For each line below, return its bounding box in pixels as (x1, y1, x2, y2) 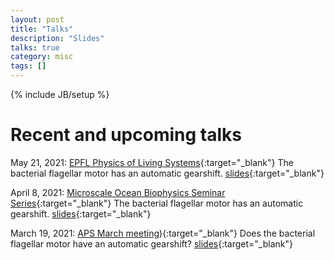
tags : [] (10, 61, 47, 71)
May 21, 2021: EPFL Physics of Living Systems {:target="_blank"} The (10, 156, 294, 168)
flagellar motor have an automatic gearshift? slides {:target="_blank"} (10, 237, 293, 250)
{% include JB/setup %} (10, 89, 110, 100)
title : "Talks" (10, 24, 74, 34)
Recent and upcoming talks (10, 124, 242, 146)
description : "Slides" (10, 33, 105, 43)
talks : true (10, 42, 60, 53)
